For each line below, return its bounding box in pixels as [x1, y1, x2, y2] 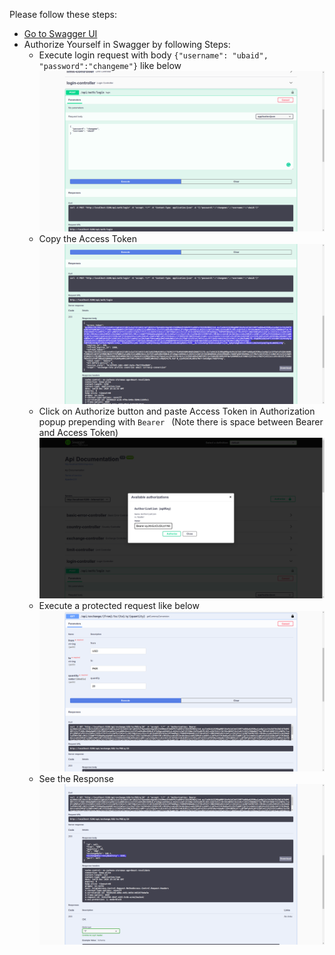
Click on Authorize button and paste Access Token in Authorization [38, 405, 316, 418]
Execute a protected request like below [38, 600, 200, 612]
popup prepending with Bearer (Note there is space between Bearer [38, 416, 324, 428]
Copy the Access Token [38, 232, 137, 244]
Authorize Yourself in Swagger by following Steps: [23, 39, 231, 50]
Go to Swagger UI [23, 28, 98, 39]
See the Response [38, 772, 114, 784]
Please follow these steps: [9, 9, 117, 20]
